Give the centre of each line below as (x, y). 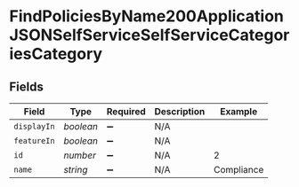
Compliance (238, 170)
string (76, 170)
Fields (27, 86)
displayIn (34, 126)
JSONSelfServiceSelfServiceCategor (149, 35)
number (80, 155)
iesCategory (56, 54)
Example (238, 111)
